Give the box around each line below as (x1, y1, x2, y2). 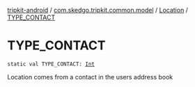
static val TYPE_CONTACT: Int (7, 61, 95, 68)
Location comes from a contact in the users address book (7, 72, 173, 81)
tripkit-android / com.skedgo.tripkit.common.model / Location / (7, 6, 188, 14)
